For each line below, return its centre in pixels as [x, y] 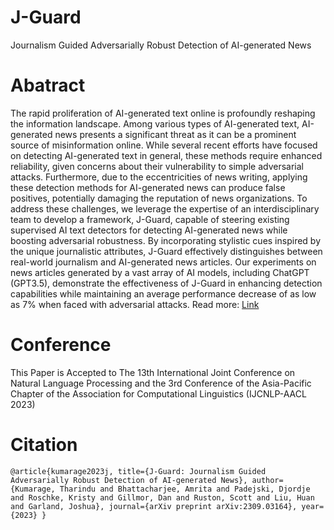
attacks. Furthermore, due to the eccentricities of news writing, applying [159, 177]
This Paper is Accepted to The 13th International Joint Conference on [153, 372]
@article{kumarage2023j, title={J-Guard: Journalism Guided [138, 471]
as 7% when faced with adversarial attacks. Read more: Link [135, 304]
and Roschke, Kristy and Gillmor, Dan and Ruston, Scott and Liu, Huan [162, 497]
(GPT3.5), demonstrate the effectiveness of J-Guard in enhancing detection [166, 283]
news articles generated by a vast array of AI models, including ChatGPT [160, 272]
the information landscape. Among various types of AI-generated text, [155, 123]
